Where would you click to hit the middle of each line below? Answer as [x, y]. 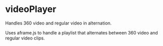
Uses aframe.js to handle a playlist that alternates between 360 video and [82, 32]
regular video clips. [25, 38]
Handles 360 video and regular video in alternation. [58, 23]
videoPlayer [31, 9]
